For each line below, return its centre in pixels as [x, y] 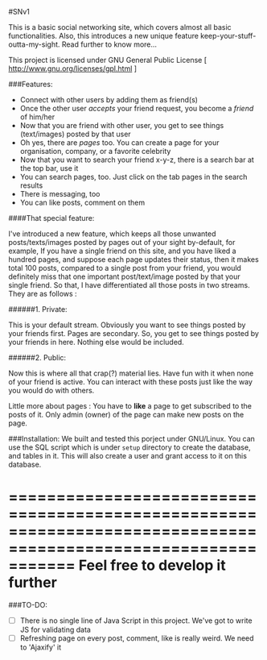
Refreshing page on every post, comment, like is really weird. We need [137, 638]
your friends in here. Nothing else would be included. [97, 342]
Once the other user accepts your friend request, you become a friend [137, 108]
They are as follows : [43, 294]
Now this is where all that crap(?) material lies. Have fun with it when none [131, 373]
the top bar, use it [49, 168]
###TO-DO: [28, 604]
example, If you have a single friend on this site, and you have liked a [122, 251]
